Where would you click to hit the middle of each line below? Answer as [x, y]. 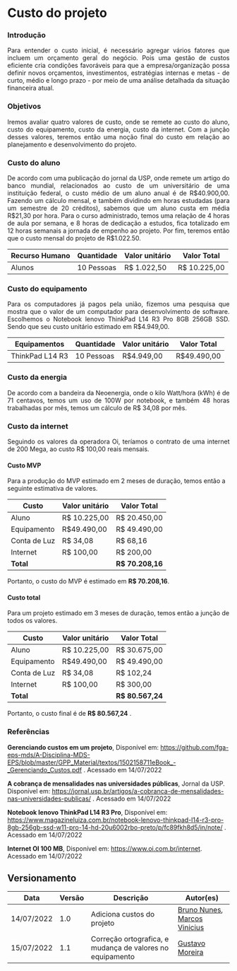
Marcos [190, 919]
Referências [29, 732]
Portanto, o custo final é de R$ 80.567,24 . [69, 714]
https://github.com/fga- [195, 747]
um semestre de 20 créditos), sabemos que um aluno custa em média [119, 208]
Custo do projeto [57, 13]
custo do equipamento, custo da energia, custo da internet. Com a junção [119, 129]
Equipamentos [39, 344]
